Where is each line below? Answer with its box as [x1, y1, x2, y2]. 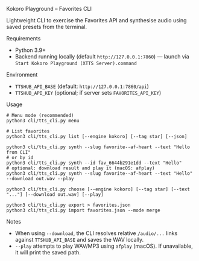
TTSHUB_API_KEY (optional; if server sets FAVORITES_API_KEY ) [14, 89, 162, 96]
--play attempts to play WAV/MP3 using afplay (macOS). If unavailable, [14, 242, 193, 250]
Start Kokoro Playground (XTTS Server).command [14, 60, 137, 66]
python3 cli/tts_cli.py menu [6, 118, 80, 124]
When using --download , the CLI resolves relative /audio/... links [14, 230, 178, 237]
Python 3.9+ [14, 46, 46, 54]
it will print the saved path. [14, 249, 81, 256]
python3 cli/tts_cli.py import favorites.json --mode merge [6, 207, 161, 213]
